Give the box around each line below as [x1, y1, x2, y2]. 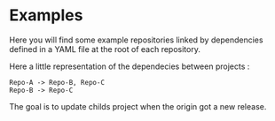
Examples [9, 5, 83, 26]
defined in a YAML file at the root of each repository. [9, 43, 201, 54]
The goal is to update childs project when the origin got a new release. [9, 101, 267, 111]
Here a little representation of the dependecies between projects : [9, 61, 250, 72]
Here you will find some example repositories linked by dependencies [9, 34, 263, 45]
